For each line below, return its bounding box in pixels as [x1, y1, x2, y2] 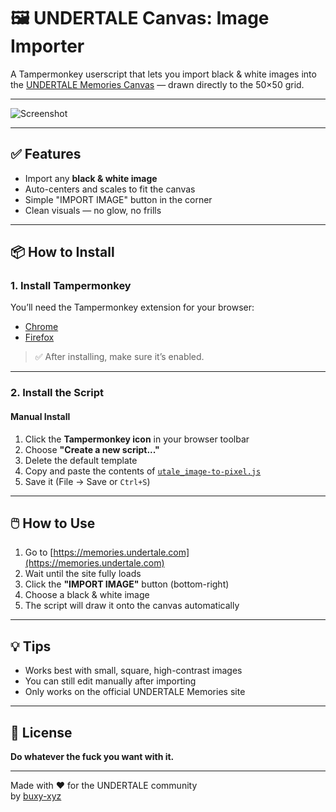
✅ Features [10, 146, 82, 163]
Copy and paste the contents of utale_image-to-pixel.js [24, 465, 262, 477]
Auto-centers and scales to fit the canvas [24, 183, 196, 195]
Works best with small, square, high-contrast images [24, 665, 243, 677]
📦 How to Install [10, 244, 115, 261]
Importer [10, 35, 85, 58]
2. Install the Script [10, 386, 105, 400]
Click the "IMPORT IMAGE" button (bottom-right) [24, 578, 230, 590]
